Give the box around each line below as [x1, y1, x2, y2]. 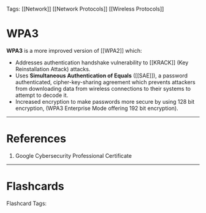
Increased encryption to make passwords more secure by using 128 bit [15, 98, 195, 105]
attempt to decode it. [15, 91, 69, 99]
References [6, 132, 66, 146]
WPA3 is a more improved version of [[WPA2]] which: [6, 47, 142, 54]
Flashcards [6, 179, 64, 193]
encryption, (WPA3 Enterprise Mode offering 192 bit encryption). [15, 104, 179, 112]
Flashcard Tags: [6, 199, 47, 207]
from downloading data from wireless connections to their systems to [15, 85, 191, 92]
